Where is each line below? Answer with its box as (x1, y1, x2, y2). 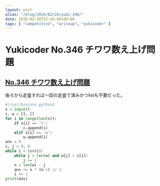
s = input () (5, 107, 30, 112)
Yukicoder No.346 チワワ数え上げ (5, 44, 146, 55)
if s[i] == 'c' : (14, 121, 48, 126)
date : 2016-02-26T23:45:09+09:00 (5, 16, 75, 21)
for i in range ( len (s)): (5, 116, 57, 121)
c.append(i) (23, 125, 48, 130)
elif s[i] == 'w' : (14, 130, 52, 135)
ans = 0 (5, 139, 21, 145)
